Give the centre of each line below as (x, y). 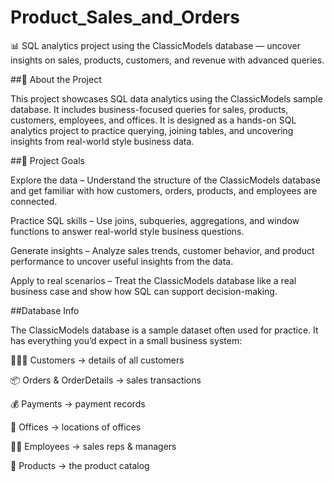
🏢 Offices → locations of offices (76, 427)
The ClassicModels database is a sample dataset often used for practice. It (164, 330)
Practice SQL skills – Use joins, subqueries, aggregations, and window (155, 220)
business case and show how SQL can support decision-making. (144, 291)
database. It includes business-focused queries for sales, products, (149, 109)
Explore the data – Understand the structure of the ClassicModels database (165, 180)
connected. (34, 201)
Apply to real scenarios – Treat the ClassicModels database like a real (153, 280)
